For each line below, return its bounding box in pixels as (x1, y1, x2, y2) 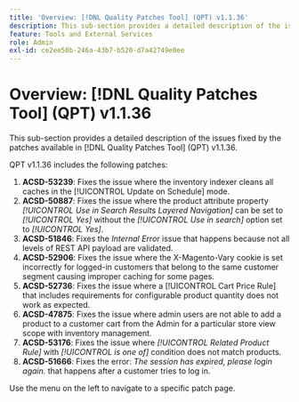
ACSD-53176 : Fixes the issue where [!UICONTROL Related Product (21, 337, 270, 348)
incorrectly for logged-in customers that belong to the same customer (21, 261, 279, 272)
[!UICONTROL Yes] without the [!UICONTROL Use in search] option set (21, 214, 283, 225)
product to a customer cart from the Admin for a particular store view (21, 318, 276, 329)
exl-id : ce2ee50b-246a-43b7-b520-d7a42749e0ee (9, 46, 185, 55)
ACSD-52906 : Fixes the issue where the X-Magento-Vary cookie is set (21, 253, 283, 263)
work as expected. (21, 300, 91, 310)
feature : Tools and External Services (9, 29, 153, 38)
